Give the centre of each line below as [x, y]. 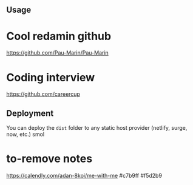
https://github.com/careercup [43, 94]
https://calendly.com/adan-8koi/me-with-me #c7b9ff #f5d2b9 [84, 176]
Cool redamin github [59, 36]
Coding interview [51, 77]
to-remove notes [49, 159]
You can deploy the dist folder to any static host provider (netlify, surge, [97, 128]
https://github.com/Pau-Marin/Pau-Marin [58, 53]
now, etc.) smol [25, 134]
